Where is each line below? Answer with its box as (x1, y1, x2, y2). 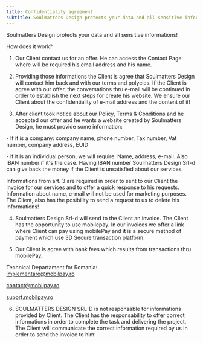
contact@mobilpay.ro (6, 281, 60, 289)
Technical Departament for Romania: (6, 263, 98, 271)
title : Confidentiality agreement (6, 8, 94, 15)
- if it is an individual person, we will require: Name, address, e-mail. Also (6, 152, 188, 160)
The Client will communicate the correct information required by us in (14, 324, 188, 332)
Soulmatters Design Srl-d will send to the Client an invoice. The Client (14, 214, 188, 222)
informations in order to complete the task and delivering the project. (14, 318, 187, 325)
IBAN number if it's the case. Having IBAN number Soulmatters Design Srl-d (6, 159, 195, 166)
